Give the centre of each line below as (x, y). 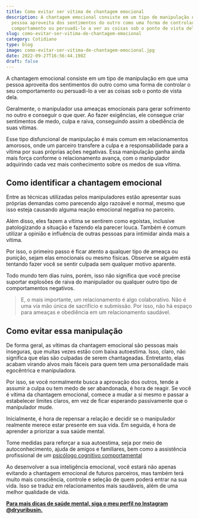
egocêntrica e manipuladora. (41, 371)
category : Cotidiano (32, 39)
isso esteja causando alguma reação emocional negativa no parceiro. (91, 210)
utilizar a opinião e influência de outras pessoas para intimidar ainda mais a (98, 234)
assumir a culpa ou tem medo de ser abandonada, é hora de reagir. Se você (99, 389)
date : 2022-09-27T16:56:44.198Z (46, 56)
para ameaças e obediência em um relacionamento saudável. (95, 313)
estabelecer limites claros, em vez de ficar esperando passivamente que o (97, 401)
